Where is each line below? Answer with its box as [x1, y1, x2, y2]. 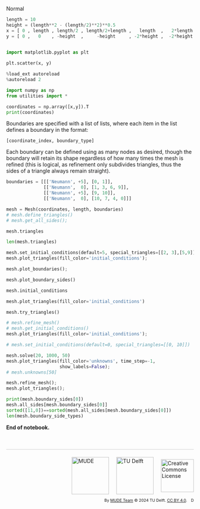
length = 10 [6, 17, 36, 23]
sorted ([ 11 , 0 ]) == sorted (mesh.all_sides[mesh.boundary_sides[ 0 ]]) [6, 407, 171, 414]
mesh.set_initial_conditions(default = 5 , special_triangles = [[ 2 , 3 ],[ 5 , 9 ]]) [6, 250, 198, 256]
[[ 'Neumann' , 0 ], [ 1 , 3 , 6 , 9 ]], [43, 184, 129, 190]
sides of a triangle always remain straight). [6, 167, 111, 175]
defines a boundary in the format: [6, 127, 89, 134]
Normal [6, 5, 24, 12]
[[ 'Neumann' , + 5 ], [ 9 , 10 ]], [43, 190, 116, 196]
